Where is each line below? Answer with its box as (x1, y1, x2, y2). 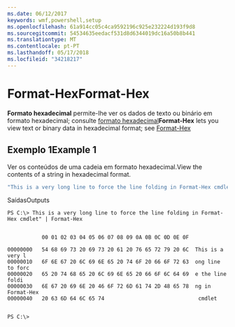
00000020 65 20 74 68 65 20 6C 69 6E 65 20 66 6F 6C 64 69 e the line (7, 270, 227, 278)
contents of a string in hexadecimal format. (7, 170, 131, 178)
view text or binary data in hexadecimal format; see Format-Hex (7, 124, 191, 132)
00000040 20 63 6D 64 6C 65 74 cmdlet (7, 295, 218, 303)
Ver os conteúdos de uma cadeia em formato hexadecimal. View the (7, 162, 203, 171)
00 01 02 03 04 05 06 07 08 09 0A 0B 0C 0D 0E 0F (41, 234, 190, 241)
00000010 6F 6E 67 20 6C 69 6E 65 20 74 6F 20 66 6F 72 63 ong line (7, 259, 220, 266)
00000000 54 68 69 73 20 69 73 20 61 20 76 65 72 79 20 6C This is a (7, 246, 224, 254)
